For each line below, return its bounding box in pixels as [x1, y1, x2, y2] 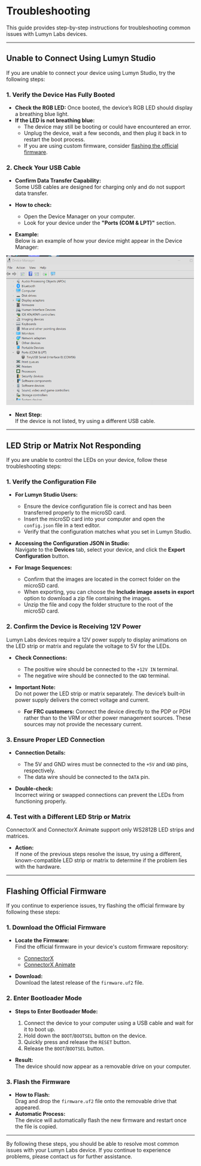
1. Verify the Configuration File [6, 477, 97, 486]
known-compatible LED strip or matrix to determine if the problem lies [14, 857, 187, 864]
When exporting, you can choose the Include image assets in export [23, 588, 194, 596]
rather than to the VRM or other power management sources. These [23, 714, 191, 721]
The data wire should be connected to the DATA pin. [23, 774, 150, 781]
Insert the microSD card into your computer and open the [23, 516, 166, 523]
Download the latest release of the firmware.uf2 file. [14, 979, 144, 987]
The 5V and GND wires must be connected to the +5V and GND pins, [23, 761, 188, 768]
